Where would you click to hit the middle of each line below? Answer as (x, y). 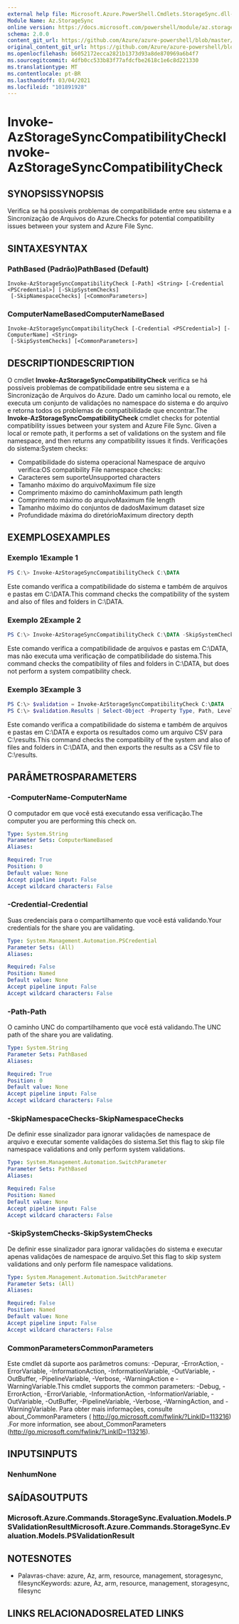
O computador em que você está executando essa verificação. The (105, 813)
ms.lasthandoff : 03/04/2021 (49, 80)
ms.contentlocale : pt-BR (44, 73)
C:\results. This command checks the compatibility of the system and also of (119, 739)
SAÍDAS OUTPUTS (48, 1497)
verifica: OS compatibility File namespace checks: (90, 470)
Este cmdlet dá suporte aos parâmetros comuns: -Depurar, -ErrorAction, (113, 1363)
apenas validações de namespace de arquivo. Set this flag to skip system (114, 1256)
